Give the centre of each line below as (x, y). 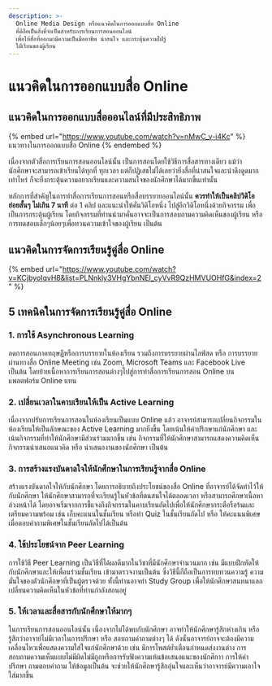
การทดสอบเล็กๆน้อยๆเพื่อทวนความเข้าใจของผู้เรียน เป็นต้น (85, 224)
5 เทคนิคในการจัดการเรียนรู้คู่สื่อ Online (91, 312)
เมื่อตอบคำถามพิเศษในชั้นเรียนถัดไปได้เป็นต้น (68, 523)
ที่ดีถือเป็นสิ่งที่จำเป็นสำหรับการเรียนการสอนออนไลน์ (74, 31)
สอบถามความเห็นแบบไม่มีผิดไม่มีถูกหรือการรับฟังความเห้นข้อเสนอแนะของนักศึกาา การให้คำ (129, 657)
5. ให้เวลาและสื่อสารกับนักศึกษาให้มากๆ (70, 611)
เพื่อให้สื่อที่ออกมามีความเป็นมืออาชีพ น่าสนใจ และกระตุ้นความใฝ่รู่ (91, 39)
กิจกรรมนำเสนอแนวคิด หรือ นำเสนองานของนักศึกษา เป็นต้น (89, 447)
